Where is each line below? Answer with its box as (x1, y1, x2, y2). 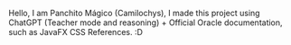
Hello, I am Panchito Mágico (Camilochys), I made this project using (8, 8, 260, 18)
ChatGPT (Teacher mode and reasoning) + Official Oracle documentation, (8, 17, 283, 28)
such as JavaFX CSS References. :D (8, 27, 144, 37)
